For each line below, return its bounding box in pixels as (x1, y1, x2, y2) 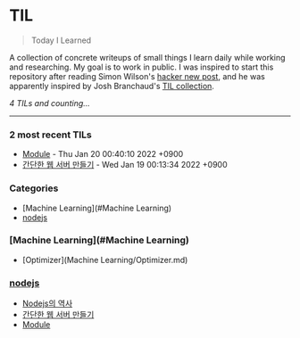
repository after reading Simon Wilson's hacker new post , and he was (9, 70, 265, 81)
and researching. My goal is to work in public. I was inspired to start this (9, 62, 274, 72)
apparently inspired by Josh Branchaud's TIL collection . (9, 80, 214, 91)
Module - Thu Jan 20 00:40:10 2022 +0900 (21, 149, 184, 160)
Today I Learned (30, 35, 92, 45)
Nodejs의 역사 (21, 298, 73, 309)
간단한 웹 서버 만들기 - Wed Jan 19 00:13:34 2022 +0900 (21, 160, 228, 170)
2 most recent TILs (9, 128, 92, 141)
